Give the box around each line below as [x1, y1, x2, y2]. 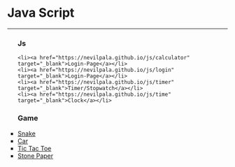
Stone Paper [17, 152, 54, 160]
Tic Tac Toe [17, 144, 52, 152]
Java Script [7, 5, 75, 21]
